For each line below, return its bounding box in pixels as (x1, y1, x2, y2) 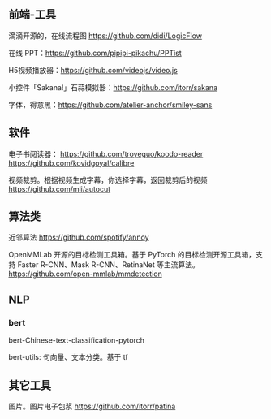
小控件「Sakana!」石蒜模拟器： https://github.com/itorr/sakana (8, 82, 217, 92)
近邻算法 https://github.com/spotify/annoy (8, 232, 149, 242)
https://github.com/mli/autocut (8, 184, 111, 193)
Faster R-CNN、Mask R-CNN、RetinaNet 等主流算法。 (17, 260, 200, 270)
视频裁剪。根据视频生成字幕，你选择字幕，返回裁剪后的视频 (8, 175, 208, 184)
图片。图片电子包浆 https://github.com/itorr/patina (8, 401, 176, 411)
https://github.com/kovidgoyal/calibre (8, 158, 135, 168)
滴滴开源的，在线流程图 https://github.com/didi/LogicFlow (8, 31, 203, 41)
